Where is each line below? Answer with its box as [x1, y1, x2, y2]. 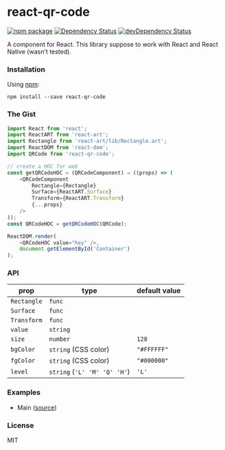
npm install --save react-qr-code [7, 93, 106, 100]
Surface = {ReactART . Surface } [32, 188, 112, 196]
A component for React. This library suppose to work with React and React [7, 40, 218, 48]
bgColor [10, 346, 36, 354]
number [49, 335, 71, 344]
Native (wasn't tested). [7, 47, 72, 56]
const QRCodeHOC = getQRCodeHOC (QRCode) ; [7, 221, 128, 227]
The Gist [7, 109, 36, 119]
